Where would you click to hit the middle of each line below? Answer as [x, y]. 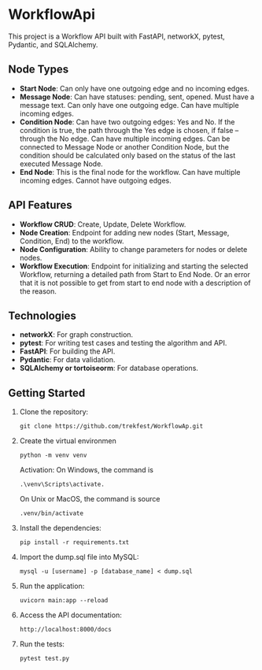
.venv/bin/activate [52, 513]
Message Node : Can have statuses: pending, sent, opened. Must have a [137, 97]
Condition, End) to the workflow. [72, 241]
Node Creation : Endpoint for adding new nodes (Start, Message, [124, 232]
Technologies [42, 315]
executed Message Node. [61, 164]
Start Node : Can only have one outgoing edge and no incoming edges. [135, 88]
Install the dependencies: [61, 528]
